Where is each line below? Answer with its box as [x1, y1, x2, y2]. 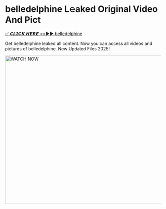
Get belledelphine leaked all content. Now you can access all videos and [5, 41, 153, 46]
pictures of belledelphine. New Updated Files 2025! [5, 45, 110, 51]
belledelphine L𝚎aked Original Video [5, 3, 158, 15]
